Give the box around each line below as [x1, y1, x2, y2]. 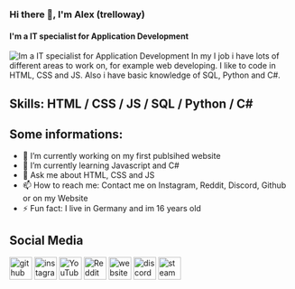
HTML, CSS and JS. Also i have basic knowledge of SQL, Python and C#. [9, 70, 281, 80]
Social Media [9, 232, 84, 247]
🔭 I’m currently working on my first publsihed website [22, 151, 221, 162]
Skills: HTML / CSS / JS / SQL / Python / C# [9, 96, 254, 111]
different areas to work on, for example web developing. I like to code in [9, 61, 277, 71]
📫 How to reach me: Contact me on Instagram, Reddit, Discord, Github [22, 180, 287, 191]
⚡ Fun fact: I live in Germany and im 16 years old [22, 203, 201, 214]
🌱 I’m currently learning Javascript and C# [22, 160, 180, 171]
